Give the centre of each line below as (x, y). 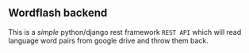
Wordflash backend (58, 13)
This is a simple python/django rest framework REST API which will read (125, 32)
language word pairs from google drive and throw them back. (108, 40)
